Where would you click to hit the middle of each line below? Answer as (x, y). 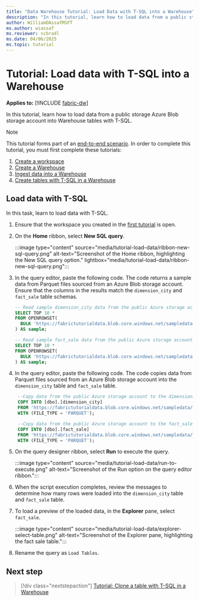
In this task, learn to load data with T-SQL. (57, 213)
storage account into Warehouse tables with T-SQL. (69, 120)
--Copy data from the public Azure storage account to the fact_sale (105, 424)
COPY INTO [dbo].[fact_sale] (54, 429)
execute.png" (31, 469)
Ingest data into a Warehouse (51, 174)
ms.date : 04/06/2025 (32, 39)
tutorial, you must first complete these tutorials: (64, 150)
